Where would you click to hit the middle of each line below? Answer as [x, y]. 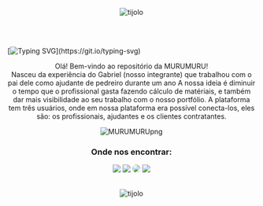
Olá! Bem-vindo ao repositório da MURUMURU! [131, 66]
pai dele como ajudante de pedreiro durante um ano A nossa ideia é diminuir [131, 83]
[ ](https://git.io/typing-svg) [74, 51]
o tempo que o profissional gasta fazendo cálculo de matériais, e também [131, 91]
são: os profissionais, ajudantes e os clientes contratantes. [131, 116]
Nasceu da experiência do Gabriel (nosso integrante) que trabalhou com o [131, 74]
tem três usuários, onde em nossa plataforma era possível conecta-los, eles [131, 108]
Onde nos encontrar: [131, 152]
